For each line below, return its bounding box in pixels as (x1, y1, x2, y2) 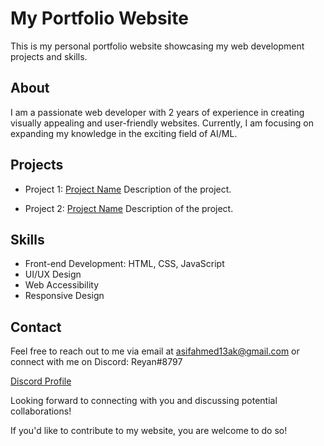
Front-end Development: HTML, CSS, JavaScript (24, 258, 225, 270)
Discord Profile (10, 375, 72, 387)
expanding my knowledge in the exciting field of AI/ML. (10, 127, 238, 139)
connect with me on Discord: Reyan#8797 (10, 356, 183, 368)
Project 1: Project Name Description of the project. (24, 183, 232, 195)
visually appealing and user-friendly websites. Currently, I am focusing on (10, 117, 314, 129)
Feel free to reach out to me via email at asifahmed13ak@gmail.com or (10, 345, 300, 357)
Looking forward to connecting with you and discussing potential (10, 395, 278, 407)
